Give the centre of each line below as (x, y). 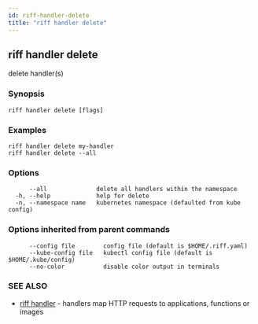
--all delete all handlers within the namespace (133, 190)
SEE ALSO (28, 286)
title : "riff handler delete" (58, 23)
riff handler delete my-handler (61, 146)
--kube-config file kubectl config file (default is (121, 252)
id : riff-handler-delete (49, 15)
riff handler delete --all (52, 153)
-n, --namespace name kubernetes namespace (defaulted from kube (128, 203)
